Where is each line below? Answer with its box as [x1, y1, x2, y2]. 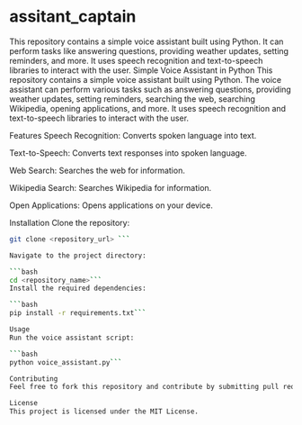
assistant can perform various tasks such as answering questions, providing [9, 84, 292, 95]
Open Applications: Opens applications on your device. [9, 200, 214, 211]
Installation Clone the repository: [9, 217, 130, 228]
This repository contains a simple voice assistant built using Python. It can [9, 36, 284, 47]
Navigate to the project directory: [9, 250, 147, 260]
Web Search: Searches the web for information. [9, 165, 186, 176]
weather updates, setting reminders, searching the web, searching [9, 93, 256, 104]
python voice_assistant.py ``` [9, 357, 123, 366]
